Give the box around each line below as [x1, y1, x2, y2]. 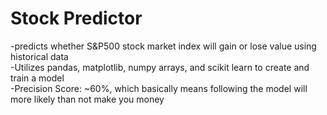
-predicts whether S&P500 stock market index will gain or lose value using [10, 40, 317, 52]
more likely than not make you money [10, 93, 165, 105]
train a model [10, 72, 65, 84]
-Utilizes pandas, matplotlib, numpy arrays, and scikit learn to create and [10, 61, 310, 73]
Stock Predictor [10, 7, 143, 30]
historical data [10, 50, 69, 62]
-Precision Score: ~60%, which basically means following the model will [10, 82, 308, 94]
